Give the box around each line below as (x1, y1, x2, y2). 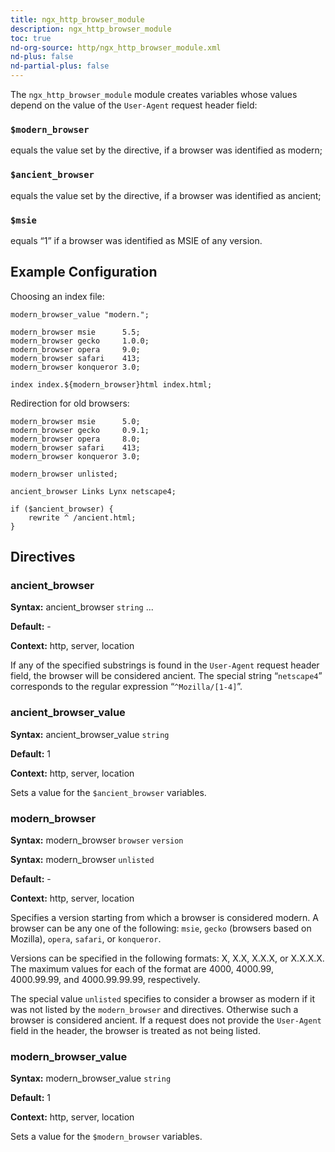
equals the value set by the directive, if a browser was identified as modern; (10, 144, 323, 156)
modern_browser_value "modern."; (10, 309, 150, 320)
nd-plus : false (10, 52, 74, 62)
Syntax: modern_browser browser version (10, 834, 184, 846)
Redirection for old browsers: (10, 397, 130, 409)
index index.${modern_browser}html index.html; (10, 379, 213, 390)
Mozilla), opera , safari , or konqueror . (10, 932, 162, 945)
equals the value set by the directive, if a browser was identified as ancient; (10, 189, 322, 201)
